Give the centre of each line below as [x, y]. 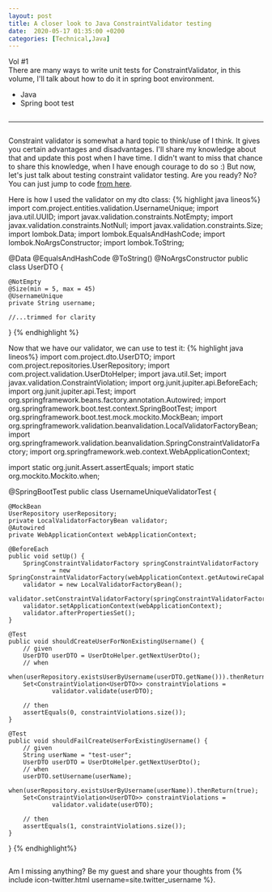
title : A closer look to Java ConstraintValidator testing [110, 24]
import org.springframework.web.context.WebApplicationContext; [140, 452]
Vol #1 [19, 62]
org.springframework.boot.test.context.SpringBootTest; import [113, 409]
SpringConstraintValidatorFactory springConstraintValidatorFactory [141, 564]
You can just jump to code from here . [70, 184]
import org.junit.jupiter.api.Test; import [72, 391]
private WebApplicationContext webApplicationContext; [103, 535]
